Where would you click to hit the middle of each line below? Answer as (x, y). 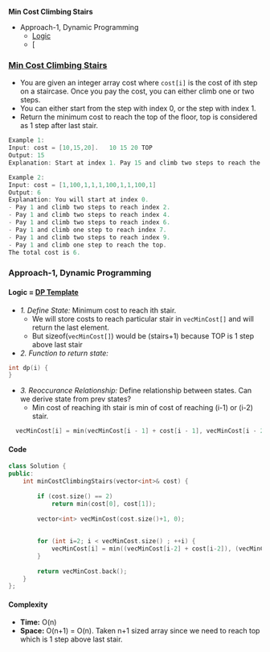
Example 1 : (27, 140)
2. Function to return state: (64, 353)
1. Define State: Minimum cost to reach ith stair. (98, 310)
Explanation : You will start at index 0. (79, 200)
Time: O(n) (38, 622)
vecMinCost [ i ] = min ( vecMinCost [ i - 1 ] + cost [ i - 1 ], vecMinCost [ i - (136, 431)
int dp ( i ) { (28, 368)
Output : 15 (27, 156)
